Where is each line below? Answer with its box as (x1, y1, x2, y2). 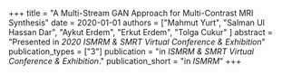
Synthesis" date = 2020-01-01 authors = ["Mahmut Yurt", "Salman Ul (8, 17, 265, 28)
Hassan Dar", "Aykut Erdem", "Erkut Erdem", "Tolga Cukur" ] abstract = (8, 27, 273, 37)
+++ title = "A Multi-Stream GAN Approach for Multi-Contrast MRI (8, 8, 254, 18)
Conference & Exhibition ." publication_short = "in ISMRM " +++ (8, 56, 242, 66)
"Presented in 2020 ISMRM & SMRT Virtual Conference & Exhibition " (8, 36, 267, 47)
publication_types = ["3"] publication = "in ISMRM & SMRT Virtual (8, 46, 255, 57)
